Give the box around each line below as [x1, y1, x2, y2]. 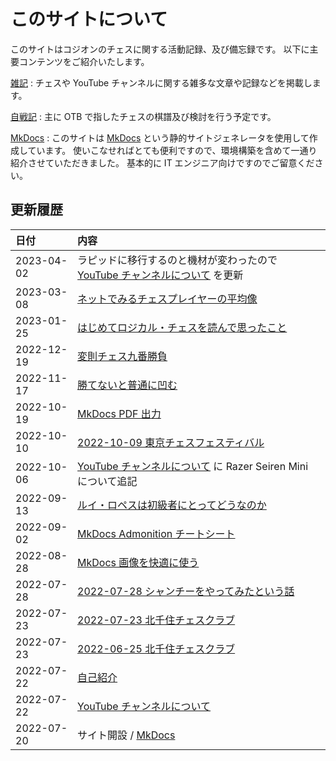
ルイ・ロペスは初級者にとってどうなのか [77, 498, 267, 512]
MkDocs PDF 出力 [77, 406, 162, 420]
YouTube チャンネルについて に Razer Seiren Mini [77, 459, 309, 473]
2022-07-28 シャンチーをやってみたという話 [77, 584, 295, 598]
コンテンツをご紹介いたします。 [18, 55, 150, 67]
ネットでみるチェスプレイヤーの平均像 [77, 291, 258, 305]
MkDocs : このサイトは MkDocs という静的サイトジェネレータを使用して [10, 131, 310, 144]
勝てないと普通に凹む [77, 378, 178, 392]
